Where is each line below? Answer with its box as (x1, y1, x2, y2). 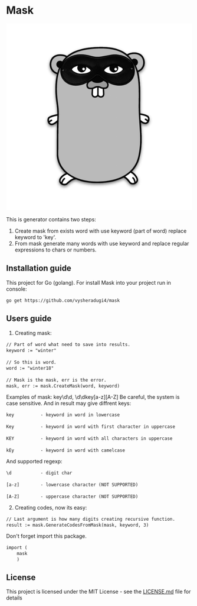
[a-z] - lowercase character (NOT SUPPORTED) (6, 482, 139, 488)
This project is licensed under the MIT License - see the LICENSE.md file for (6, 588, 191, 595)
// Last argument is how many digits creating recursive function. (6, 516, 176, 522)
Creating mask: (14, 329, 52, 336)
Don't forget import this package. (6, 532, 87, 539)
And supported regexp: (6, 457, 63, 465)
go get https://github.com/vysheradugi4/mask (6, 297, 120, 304)
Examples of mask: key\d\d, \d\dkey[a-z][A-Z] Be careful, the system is (6, 393, 180, 400)
